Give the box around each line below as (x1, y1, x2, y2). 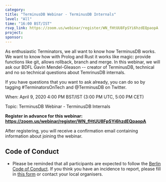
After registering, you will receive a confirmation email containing (5, 128, 138, 134)
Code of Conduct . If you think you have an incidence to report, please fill (12, 166, 161, 172)
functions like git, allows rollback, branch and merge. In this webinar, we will (5, 59, 160, 65)
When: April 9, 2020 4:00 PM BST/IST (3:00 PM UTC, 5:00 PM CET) (5, 93, 144, 99)
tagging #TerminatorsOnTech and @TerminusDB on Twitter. (5, 84, 127, 90)
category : (5, 7, 26, 12)
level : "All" (5, 16, 32, 21)
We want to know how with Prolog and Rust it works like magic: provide (5, 53, 151, 59)
